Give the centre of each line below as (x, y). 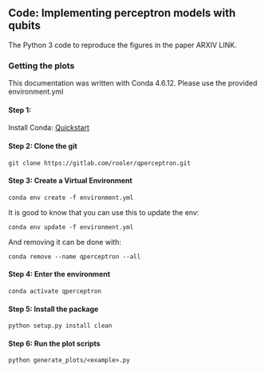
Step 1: (20, 110)
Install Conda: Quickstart (49, 128)
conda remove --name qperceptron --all (75, 256)
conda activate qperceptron (55, 291)
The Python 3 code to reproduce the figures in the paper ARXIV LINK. (123, 45)
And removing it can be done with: (65, 242)
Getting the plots (42, 66)
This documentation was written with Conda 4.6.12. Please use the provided (133, 83)
